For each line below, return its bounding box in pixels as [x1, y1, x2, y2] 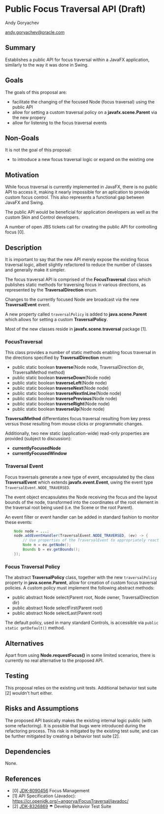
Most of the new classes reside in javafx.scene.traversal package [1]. [5, 326, 147, 332]
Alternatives [5, 639, 44, 648]
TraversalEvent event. [5, 302, 51, 307]
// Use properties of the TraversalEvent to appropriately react [23, 538, 160, 543]
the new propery [12, 114, 46, 120]
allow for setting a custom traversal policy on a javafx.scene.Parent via [12, 109, 157, 115]
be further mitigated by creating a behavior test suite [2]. [5, 733, 120, 739]
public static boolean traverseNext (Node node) [12, 385, 109, 391]
